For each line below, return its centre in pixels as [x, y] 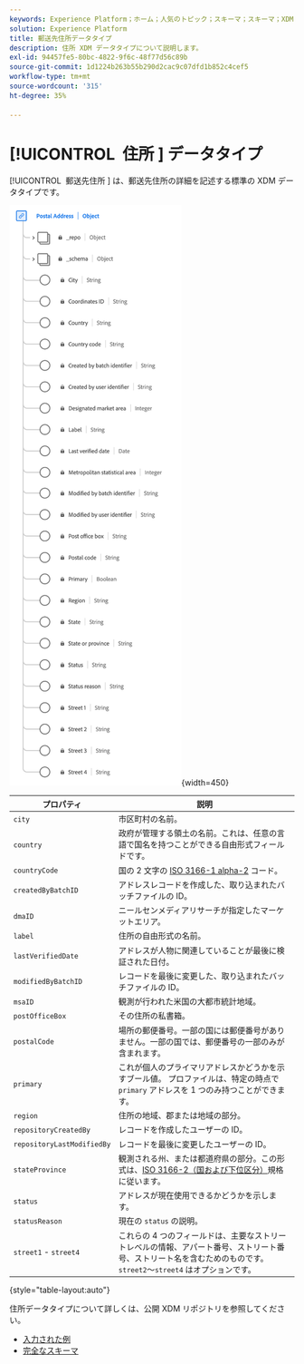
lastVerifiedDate [46, 957]
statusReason [38, 1221]
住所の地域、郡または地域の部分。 [182, 1116]
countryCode [36, 871]
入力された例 [46, 1340]
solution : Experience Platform [68, 29]
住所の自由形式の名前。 [162, 936]
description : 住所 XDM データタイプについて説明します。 [106, 48]
